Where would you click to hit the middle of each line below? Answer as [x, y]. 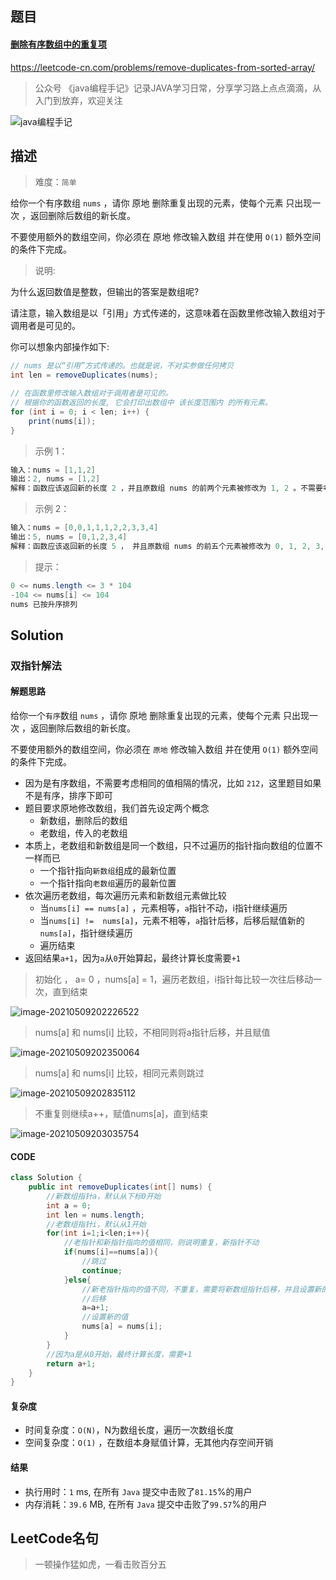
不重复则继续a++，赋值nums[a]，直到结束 [121, 1113]
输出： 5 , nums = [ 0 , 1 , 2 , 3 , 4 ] [69, 537]
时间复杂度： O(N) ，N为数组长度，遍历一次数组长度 [129, 1430]
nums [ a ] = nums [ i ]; [122, 1327]
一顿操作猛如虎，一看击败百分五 [100, 1564]
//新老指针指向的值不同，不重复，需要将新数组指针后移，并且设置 [198, 1289]
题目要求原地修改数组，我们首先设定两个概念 [117, 808]
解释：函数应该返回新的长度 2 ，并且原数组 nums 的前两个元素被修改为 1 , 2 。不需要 [166, 488]
